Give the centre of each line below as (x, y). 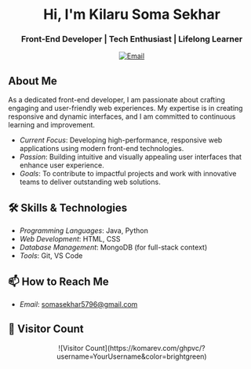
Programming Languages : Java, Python (84, 231)
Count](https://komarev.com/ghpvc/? (145, 348)
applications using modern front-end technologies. (102, 149)
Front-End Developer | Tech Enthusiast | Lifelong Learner (132, 39)
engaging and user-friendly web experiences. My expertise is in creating (125, 109)
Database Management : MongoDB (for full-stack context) (113, 247)
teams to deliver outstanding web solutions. (90, 182)
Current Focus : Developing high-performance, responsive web (121, 140)
